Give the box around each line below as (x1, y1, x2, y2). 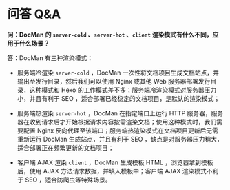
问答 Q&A (7, 6, 61, 22)
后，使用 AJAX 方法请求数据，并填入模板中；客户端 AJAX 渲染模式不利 (17, 167, 219, 175)
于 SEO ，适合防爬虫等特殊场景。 (17, 175, 112, 184)
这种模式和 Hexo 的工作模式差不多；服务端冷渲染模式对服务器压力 (29, 86, 217, 94)
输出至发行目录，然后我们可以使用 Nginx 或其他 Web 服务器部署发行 (17, 77, 211, 85)
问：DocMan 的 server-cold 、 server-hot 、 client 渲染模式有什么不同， (7, 30, 213, 39)
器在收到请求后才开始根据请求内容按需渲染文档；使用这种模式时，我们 (17, 117, 217, 126)
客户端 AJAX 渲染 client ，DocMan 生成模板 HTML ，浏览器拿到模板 (17, 158, 213, 167)
